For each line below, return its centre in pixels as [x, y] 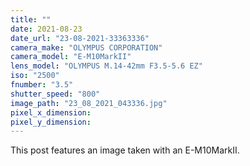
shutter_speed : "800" [55, 94]
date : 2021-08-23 [46, 29]
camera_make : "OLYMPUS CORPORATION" [86, 47]
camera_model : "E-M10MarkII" [71, 57]
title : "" [31, 19]
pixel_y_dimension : [51, 122]
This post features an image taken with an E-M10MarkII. [125, 150]
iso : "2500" [35, 76]
